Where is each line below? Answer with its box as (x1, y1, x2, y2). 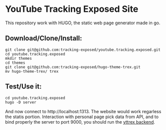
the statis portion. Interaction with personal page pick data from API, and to (5, 114, 159, 120)
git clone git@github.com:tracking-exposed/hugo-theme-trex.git (5, 64, 141, 70)
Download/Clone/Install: (5, 34, 82, 43)
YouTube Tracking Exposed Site (5, 3, 139, 15)
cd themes (5, 60, 26, 65)
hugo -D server (5, 100, 37, 105)
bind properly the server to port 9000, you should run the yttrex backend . (5, 119, 155, 125)
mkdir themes (5, 56, 32, 61)
